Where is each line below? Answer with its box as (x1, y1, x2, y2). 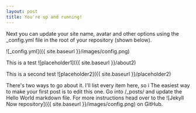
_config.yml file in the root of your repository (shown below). (6, 36, 152, 43)
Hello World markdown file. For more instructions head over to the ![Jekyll (6, 94, 184, 101)
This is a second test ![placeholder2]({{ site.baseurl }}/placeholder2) (6, 70, 171, 77)
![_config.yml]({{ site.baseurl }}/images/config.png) (6, 47, 130, 54)
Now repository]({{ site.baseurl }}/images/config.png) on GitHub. (6, 100, 163, 107)
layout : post (6, 8, 38, 15)
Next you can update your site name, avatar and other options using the (6, 30, 180, 37)
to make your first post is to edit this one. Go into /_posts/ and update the (6, 88, 183, 95)
